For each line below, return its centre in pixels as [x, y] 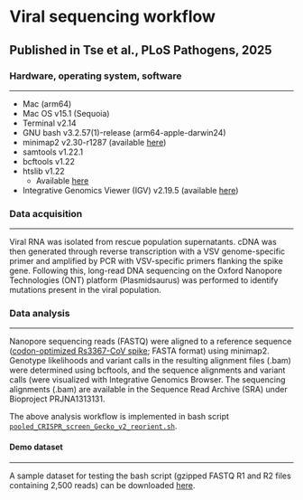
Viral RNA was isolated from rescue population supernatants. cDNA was [143, 242]
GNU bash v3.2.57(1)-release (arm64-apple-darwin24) [124, 132]
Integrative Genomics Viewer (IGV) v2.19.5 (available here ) [130, 190]
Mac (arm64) [47, 104]
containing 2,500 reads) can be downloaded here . [102, 485]
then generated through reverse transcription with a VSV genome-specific [147, 251]
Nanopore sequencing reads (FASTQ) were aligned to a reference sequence [151, 342]
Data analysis [40, 314]
